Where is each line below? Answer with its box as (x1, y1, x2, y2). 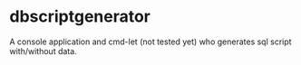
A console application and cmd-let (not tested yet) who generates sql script (9, 36, 292, 47)
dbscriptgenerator (9, 6, 151, 27)
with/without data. (9, 45, 77, 56)
